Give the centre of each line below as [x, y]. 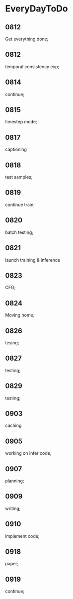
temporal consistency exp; [32, 66]
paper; [12, 564]
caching [13, 425]
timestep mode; [21, 122]
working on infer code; [28, 453]
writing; [13, 508]
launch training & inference [33, 260]
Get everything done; [27, 39]
